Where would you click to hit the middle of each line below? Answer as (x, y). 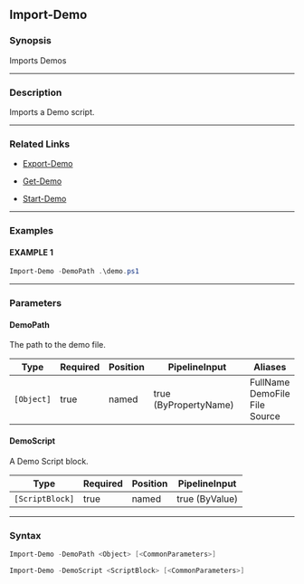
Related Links (40, 144)
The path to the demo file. (58, 345)
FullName (270, 382)
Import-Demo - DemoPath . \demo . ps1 (75, 272)
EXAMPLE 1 (32, 252)
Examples (32, 231)
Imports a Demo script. (52, 111)
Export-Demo (47, 164)
